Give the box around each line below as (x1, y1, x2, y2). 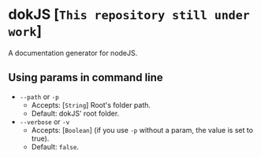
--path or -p (19, 92, 59, 101)
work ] (8, 22, 42, 40)
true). (31, 134, 50, 143)
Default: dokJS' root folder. (31, 108, 120, 118)
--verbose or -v (19, 116, 70, 127)
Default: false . (31, 141, 79, 151)
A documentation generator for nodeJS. (8, 48, 138, 57)
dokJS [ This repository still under (8, 6, 250, 24)
